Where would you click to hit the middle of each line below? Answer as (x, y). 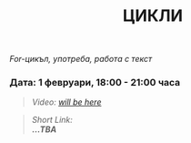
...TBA (44, 129)
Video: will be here (66, 102)
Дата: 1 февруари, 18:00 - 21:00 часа (95, 82)
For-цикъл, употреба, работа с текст (81, 58)
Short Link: (52, 120)
